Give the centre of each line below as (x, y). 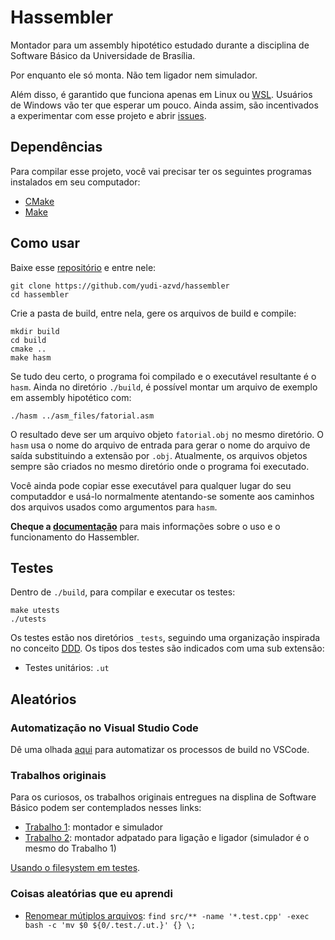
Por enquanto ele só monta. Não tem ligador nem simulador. (134, 75)
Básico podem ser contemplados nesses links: (106, 808)
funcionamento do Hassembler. (75, 537)
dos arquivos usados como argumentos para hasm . (114, 507)
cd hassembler (40, 294)
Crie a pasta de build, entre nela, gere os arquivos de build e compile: (153, 313)
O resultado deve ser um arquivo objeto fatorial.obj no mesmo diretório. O (167, 434)
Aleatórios (43, 699)
